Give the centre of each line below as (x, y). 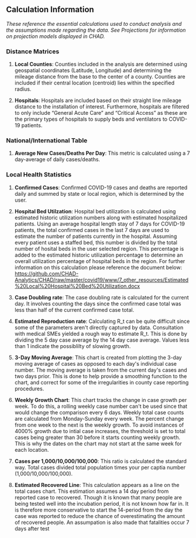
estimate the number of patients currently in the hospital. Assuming (96, 236)
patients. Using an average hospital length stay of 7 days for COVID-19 (100, 224)
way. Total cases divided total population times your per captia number (100, 467)
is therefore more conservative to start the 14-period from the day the (98, 510)
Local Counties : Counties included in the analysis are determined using (101, 64)
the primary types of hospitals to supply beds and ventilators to (91, 119)
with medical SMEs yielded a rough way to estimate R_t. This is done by (101, 333)
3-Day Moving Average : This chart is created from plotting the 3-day (98, 357)
